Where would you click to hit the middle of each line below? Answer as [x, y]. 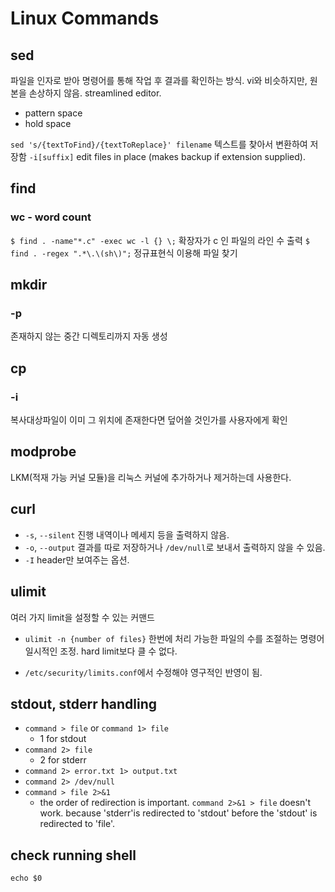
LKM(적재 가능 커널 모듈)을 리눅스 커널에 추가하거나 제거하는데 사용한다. [151, 477]
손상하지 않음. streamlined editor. [95, 93]
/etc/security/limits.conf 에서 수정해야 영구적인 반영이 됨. [143, 672]
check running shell [73, 855]
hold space [48, 123]
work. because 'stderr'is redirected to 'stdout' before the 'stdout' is [178, 813]
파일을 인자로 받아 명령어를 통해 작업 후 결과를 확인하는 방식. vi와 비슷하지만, [159, 80]
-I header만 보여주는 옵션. [77, 559]
